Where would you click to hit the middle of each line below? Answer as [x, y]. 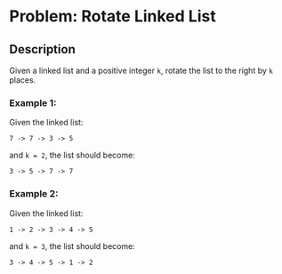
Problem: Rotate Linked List [113, 16]
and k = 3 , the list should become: [72, 246]
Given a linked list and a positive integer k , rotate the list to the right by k [141, 70]
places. [23, 80]
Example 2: [34, 194]
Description [42, 49]
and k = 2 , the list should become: [72, 155]
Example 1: [33, 102]
